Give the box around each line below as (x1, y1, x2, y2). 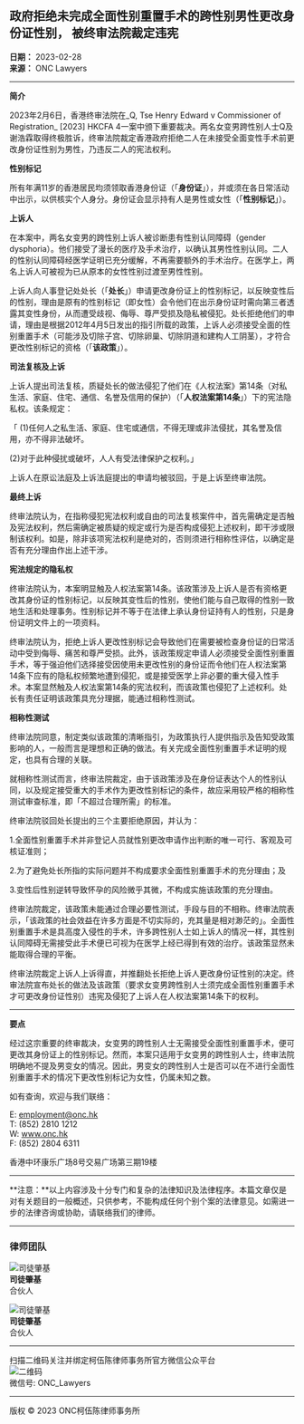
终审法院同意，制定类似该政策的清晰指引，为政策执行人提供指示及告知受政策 (9, 731, 295, 742)
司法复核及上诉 (9, 361, 65, 371)
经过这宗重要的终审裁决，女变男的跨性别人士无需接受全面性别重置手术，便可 (9, 1037, 295, 1048)
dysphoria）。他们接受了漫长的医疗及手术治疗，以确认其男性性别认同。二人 (9, 243, 289, 254)
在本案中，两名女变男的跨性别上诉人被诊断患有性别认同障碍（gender (9, 232, 267, 243)
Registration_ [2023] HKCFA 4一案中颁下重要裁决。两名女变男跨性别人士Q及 (9, 120, 294, 131)
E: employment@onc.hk (9, 1109, 99, 1120)
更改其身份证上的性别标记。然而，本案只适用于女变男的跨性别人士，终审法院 (9, 1049, 295, 1060)
